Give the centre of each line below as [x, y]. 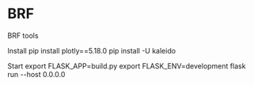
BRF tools [23, 35]
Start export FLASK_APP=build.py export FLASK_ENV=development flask [127, 66]
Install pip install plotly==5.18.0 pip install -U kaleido [91, 50]
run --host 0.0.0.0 [36, 74]
